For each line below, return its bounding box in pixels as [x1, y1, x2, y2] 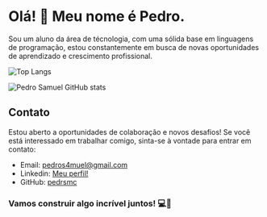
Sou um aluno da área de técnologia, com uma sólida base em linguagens [8, 34, 254, 44]
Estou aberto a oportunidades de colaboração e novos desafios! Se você [8, 127, 251, 136]
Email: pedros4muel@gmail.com [19, 160, 128, 169]
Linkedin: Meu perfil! [19, 169, 89, 178]
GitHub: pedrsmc [19, 177, 77, 186]
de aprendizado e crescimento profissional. [8, 51, 153, 61]
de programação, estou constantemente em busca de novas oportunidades [8, 42, 260, 52]
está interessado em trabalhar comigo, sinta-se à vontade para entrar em [8, 136, 252, 145]
